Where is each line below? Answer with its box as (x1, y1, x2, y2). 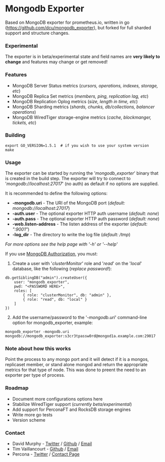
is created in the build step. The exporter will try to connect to (5, 176, 131, 182)
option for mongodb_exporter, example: (12, 320, 93, 326)
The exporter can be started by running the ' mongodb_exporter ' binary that (5, 170, 159, 176)
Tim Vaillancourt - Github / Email (12, 446, 79, 452)
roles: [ (14, 288, 32, 293)
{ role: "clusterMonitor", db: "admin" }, (23, 293, 112, 298)
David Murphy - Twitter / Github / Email (12, 441, 92, 447)
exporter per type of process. (5, 372, 65, 378)
